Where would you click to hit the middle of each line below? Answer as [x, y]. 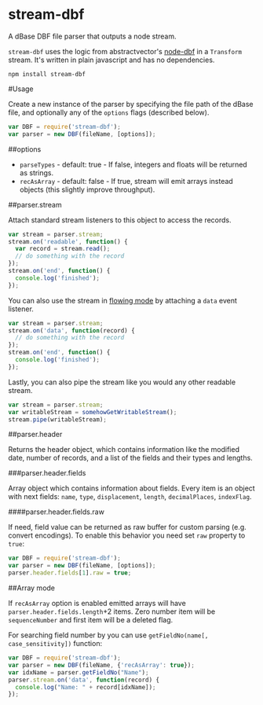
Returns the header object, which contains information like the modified [124, 450]
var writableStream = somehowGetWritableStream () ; [93, 412]
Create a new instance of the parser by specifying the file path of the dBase [131, 104]
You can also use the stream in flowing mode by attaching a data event [123, 300]
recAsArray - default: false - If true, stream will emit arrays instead [126, 181]
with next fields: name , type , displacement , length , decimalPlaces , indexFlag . [130, 497]
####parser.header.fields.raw [56, 512]
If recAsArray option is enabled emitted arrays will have [97, 604]
